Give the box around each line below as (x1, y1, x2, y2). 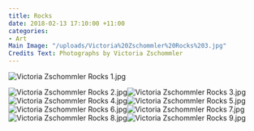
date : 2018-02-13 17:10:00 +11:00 (8, 19, 126, 27)
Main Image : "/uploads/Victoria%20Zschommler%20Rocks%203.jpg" (8, 42, 227, 50)
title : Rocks (8, 11, 53, 20)
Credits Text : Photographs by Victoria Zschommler (8, 49, 183, 57)
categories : (8, 27, 49, 35)
